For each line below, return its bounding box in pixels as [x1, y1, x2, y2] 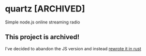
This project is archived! [5, 33, 80, 41]
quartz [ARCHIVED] [5, 3, 86, 14]
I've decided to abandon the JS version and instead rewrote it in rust [5, 45, 142, 51]
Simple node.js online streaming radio [5, 19, 80, 25]
